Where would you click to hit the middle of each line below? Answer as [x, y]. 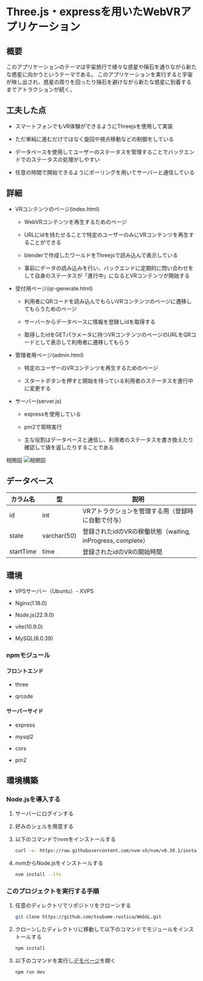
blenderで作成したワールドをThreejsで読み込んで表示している [101, 255]
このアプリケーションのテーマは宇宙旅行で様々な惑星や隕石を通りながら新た [101, 67]
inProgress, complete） [116, 540]
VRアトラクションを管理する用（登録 [135, 511]
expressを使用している [53, 414]
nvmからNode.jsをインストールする [59, 863]
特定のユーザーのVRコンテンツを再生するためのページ [91, 368]
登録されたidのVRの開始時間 [122, 552]
